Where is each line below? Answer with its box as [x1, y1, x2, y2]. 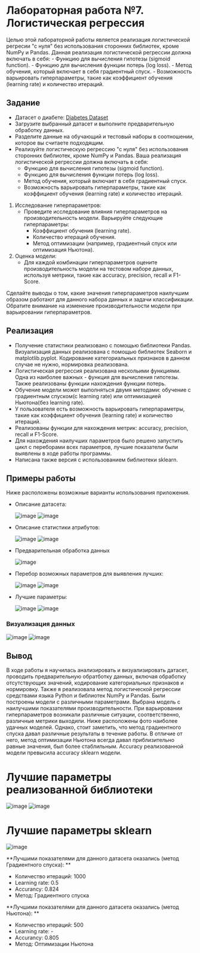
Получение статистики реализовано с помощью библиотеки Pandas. [14, 341, 192, 349]
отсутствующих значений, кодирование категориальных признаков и [6, 679, 184, 686]
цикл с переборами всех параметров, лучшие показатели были [14, 443, 179, 450]
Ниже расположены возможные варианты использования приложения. [6, 489, 190, 496]
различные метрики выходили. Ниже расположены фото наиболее [6, 717, 178, 725]
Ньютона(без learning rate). [14, 399, 85, 406]
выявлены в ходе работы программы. [14, 450, 112, 457]
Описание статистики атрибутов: [14, 524, 100, 531]
